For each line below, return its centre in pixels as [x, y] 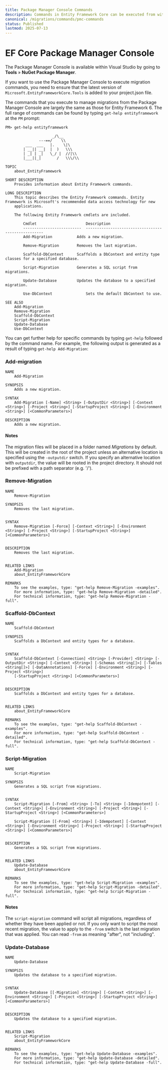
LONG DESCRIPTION [23, 193]
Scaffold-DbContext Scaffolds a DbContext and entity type [91, 255]
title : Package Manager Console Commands [49, 10]
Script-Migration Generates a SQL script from [80, 268]
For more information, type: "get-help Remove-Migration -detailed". [88, 592]
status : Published [24, 24]
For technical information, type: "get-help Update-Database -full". [88, 1062]
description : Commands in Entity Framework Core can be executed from [80, 15]
